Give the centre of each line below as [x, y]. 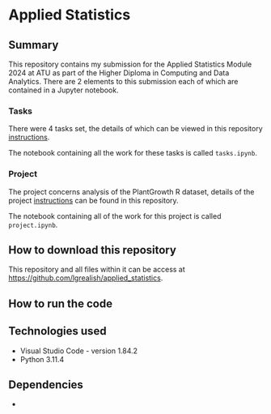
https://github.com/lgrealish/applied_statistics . [86, 278]
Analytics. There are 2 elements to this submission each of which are [123, 81]
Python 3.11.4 [42, 359]
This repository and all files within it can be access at [97, 270]
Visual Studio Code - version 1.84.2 [79, 351]
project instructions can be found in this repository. [94, 200]
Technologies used [57, 331]
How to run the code [61, 303]
